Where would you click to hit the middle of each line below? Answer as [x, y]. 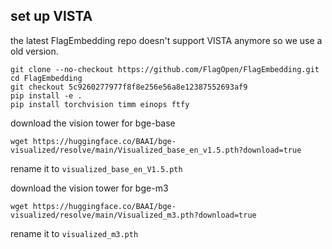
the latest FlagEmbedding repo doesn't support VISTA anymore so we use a [166, 40]
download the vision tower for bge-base [93, 123]
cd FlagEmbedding [46, 78]
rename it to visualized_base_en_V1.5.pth [96, 168]
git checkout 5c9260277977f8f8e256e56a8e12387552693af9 [129, 87]
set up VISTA [51, 16]
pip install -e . [46, 95]
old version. [34, 51]
